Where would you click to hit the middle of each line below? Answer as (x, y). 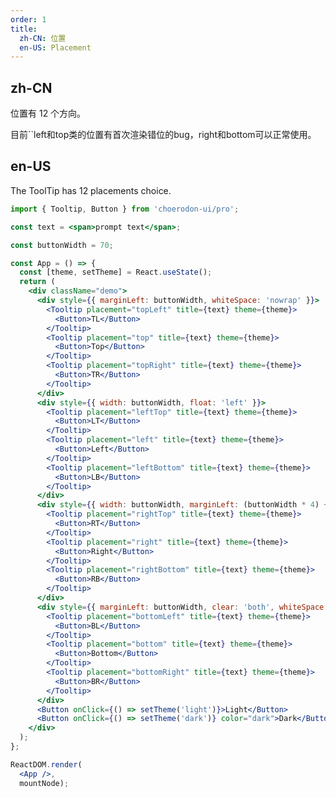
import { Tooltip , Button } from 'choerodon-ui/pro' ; (125, 209)
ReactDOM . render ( (46, 764)
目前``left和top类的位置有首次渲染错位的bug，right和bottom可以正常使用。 (163, 135)
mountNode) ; (44, 783)
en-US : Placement (55, 47)
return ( (37, 282)
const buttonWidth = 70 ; (62, 245)
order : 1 (28, 19)
